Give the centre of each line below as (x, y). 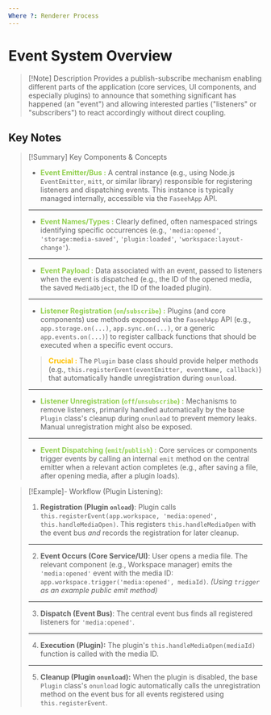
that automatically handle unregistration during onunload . (142, 378)
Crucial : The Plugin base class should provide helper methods (153, 361)
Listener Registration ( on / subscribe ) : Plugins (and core (133, 311)
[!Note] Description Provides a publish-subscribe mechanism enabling (145, 78)
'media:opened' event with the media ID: (106, 573)
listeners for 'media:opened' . (88, 622)
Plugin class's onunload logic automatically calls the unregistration (150, 686)
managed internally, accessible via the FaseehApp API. (129, 199)
